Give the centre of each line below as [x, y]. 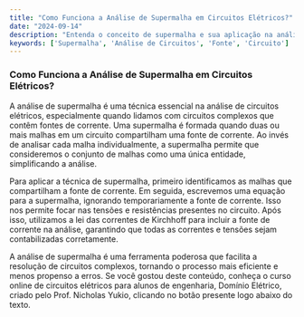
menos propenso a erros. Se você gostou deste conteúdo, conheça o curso [150, 275]
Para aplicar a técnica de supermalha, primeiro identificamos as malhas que [151, 181]
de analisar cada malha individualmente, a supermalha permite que [134, 144]
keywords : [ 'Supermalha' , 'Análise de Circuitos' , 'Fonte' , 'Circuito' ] [149, 43]
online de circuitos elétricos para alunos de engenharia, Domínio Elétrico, [146, 285]
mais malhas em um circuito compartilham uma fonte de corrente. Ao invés [149, 134]
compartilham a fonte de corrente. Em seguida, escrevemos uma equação [147, 190]
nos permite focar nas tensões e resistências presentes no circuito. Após [146, 210]
